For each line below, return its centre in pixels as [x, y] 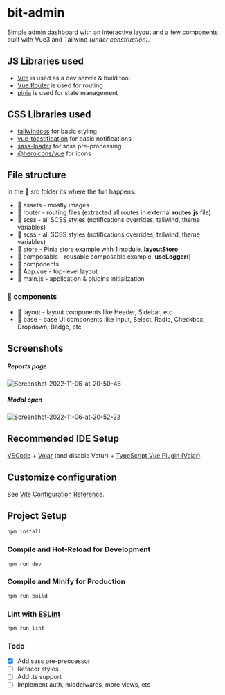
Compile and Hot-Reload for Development [79, 549]
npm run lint [26, 628]
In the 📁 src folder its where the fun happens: [72, 191]
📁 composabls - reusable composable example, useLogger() [104, 257]
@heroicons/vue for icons [54, 153]
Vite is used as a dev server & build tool [73, 78]
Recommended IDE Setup [63, 439]
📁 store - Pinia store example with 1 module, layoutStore [98, 249]
